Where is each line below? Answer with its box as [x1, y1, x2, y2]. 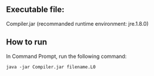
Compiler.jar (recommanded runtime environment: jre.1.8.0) [6, 20, 149, 27]
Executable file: [6, 5, 65, 15]
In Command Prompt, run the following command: [6, 53, 127, 60]
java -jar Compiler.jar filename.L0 [6, 64, 96, 70]
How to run [6, 37, 48, 47]
